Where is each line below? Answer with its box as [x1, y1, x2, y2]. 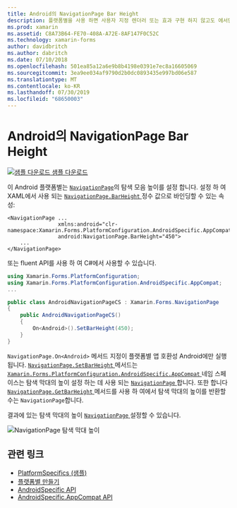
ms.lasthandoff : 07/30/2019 [7, 89, 90, 96]
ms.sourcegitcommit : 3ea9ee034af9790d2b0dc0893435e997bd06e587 [7, 69, 197, 76]
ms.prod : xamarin [7, 23, 59, 30]
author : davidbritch [7, 43, 68, 50]
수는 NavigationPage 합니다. [7, 396, 84, 404]
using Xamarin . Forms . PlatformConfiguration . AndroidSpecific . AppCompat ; [7, 279, 222, 286]
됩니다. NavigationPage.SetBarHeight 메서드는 [7, 361, 138, 369]
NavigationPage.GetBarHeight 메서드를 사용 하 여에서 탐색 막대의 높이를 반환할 [7, 387, 226, 395]
